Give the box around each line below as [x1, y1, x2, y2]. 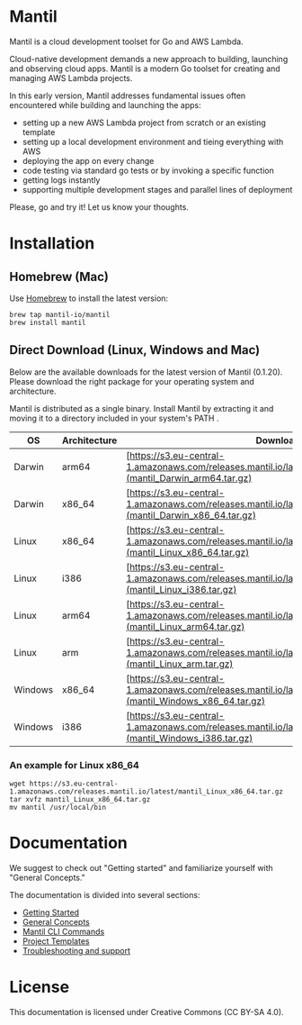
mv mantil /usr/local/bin [9, 803, 106, 812]
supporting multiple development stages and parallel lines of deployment [22, 184, 293, 195]
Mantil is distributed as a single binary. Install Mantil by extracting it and [9, 403, 274, 413]
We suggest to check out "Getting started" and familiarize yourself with [9, 862, 274, 873]
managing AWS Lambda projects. [9, 72, 133, 83]
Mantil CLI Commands [22, 926, 105, 937]
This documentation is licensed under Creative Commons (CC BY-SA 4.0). [9, 1006, 285, 1017]
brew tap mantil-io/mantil [9, 310, 111, 319]
